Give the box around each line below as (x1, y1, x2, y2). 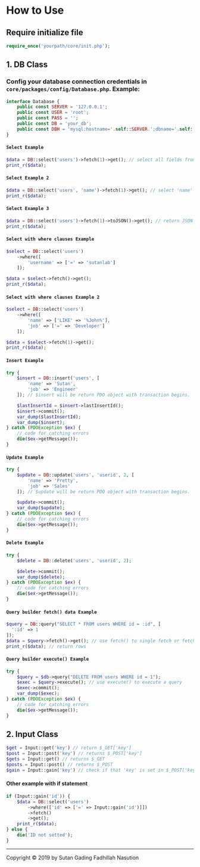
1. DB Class (6, 60, 48, 70)
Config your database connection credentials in (6, 78, 147, 86)
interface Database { (6, 98, 60, 104)
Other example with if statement (6, 780, 88, 787)
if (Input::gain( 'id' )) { (6, 793, 70, 799)
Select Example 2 (6, 175, 49, 181)
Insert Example (6, 357, 44, 364)
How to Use (6, 4, 64, 17)
